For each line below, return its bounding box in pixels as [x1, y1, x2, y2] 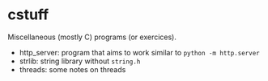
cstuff [7, 6, 49, 24]
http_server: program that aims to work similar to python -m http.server [19, 47, 260, 57]
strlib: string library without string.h [19, 56, 141, 66]
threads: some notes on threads [19, 64, 126, 74]
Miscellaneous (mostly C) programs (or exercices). [7, 32, 177, 42]
